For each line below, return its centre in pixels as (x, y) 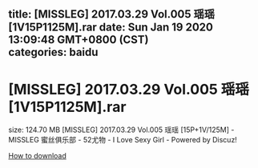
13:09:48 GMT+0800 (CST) (79, 40)
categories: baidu (53, 52)
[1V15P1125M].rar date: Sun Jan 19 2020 (111, 28)
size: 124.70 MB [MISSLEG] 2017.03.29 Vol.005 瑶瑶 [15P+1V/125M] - (121, 130)
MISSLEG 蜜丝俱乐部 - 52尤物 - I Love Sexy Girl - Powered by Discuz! (123, 140)
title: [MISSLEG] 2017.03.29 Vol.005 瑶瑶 (111, 14)
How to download (37, 156)
